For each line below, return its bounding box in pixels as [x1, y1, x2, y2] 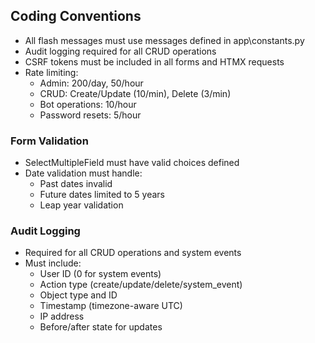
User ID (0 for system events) [39, 268, 162, 280]
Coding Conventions [10, 8, 142, 25]
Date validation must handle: [24, 167, 143, 179]
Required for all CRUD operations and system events [24, 247, 242, 259]
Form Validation [10, 134, 89, 148]
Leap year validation [39, 199, 124, 211]
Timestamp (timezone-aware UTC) [39, 300, 183, 312]
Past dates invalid [39, 178, 113, 190]
